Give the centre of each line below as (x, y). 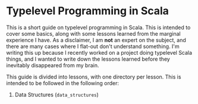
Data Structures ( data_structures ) (57, 94)
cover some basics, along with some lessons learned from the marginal (93, 33)
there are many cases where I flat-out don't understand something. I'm (93, 46)
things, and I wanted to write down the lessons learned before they (88, 59)
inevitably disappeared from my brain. (53, 65)
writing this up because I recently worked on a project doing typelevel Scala (99, 52)
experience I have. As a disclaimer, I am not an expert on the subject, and (96, 40)
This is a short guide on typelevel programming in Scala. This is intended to (98, 27)
